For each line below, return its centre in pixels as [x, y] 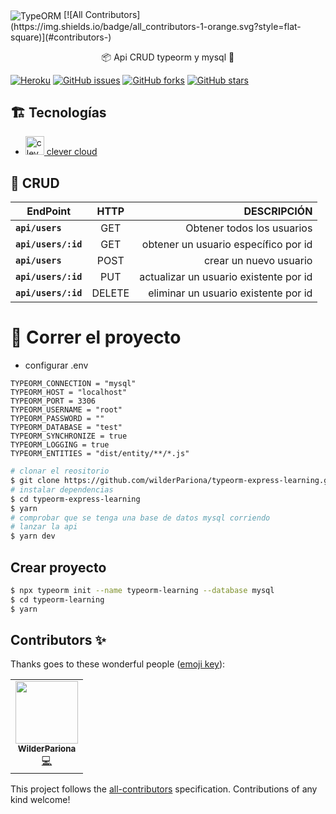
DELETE [110, 293]
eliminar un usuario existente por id [230, 293]
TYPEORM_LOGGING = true [60, 445]
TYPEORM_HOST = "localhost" [69, 393]
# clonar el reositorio [60, 471]
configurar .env [56, 365]
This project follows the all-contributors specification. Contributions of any [164, 789]
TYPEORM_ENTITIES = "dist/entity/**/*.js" [100, 454]
